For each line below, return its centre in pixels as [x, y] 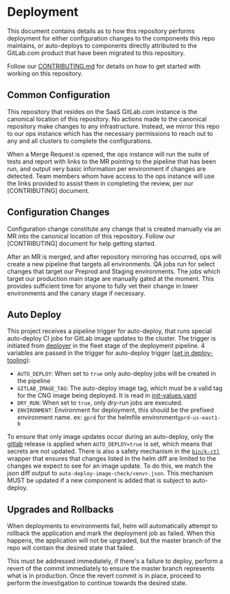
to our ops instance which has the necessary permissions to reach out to [110, 133]
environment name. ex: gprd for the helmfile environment [97, 418]
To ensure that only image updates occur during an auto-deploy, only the [111, 437]
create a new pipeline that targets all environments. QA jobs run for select [111, 264]
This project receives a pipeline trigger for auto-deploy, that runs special [110, 331]
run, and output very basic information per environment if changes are [106, 168]
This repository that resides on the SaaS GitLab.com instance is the [102, 111]
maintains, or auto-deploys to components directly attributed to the [102, 45]
